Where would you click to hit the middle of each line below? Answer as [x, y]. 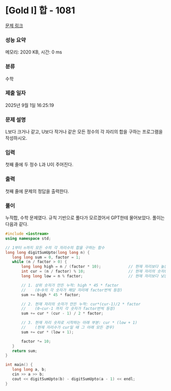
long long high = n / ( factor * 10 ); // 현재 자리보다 [90, 267]
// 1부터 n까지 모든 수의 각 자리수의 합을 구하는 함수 [55, 248]
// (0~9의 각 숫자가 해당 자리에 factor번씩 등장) [72, 290]
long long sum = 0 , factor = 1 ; [46, 257]
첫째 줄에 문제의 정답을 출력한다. [37, 191]
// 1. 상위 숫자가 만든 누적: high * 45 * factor [70, 285]
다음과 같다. [17, 224]
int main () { [19, 365]
